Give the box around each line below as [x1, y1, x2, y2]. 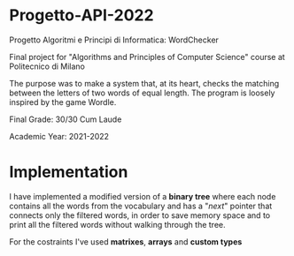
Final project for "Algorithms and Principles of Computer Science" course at [9, 51, 285, 62]
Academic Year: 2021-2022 [9, 131, 109, 141]
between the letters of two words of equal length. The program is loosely [9, 87, 275, 98]
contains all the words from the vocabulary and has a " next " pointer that [9, 200, 273, 211]
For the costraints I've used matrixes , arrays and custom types [9, 236, 243, 247]
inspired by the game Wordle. [9, 96, 117, 107]
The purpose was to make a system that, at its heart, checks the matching [9, 78, 280, 88]
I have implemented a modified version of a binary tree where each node [9, 191, 276, 201]
